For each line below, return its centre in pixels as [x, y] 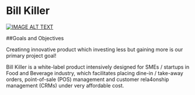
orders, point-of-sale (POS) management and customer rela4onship [88, 79]
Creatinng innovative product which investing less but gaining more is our [95, 49]
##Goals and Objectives [35, 38]
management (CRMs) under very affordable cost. [65, 85]
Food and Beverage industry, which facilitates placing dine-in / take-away [95, 73]
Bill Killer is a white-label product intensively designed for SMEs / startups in [98, 67]
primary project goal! [31, 55]
